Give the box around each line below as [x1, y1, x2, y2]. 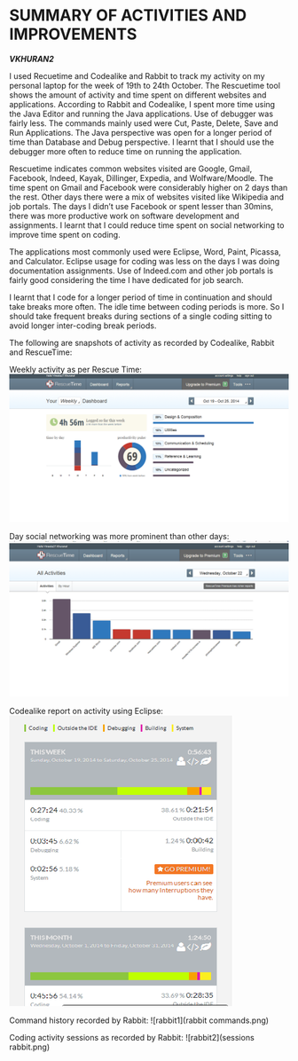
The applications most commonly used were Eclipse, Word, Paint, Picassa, [9, 246, 281, 257]
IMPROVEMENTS [9, 24, 137, 44]
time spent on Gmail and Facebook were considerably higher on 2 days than [9, 182, 288, 193]
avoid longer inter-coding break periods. [9, 320, 157, 331]
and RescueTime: [9, 347, 73, 358]
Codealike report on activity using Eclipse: [9, 705, 164, 716]
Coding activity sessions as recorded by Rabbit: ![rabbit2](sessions [9, 1032, 255, 1042]
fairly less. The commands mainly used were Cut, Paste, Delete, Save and [9, 117, 278, 129]
